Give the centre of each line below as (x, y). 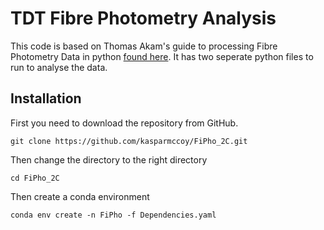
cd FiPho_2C (35, 178)
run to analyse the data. (59, 67)
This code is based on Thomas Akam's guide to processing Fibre (144, 46)
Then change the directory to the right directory (109, 159)
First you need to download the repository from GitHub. (124, 123)
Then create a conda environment (80, 196)
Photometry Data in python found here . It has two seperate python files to (162, 56)
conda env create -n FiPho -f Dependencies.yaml (113, 215)
